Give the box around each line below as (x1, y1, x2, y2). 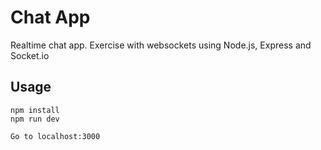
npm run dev (10, 114, 60, 124)
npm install (10, 105, 60, 115)
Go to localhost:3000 (10, 131, 101, 141)
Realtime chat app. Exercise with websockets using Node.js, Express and (10, 39, 312, 51)
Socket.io (10, 49, 50, 61)
